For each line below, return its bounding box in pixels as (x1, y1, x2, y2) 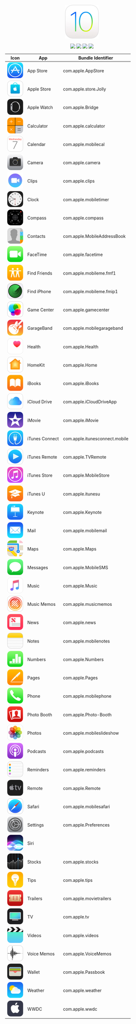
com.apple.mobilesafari (63, 804, 110, 810)
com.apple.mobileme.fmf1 (63, 270, 116, 276)
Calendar (27, 141, 46, 147)
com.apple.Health (63, 343, 98, 349)
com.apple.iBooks (63, 381, 99, 386)
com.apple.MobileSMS (63, 564, 109, 570)
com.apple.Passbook (63, 969, 105, 975)
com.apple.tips (63, 877, 93, 883)
